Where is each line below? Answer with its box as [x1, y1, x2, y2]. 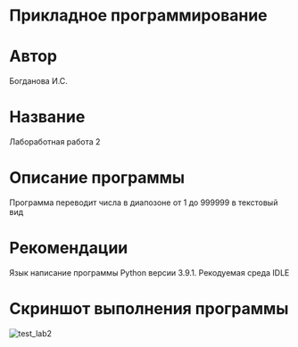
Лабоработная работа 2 [9, 136, 101, 147]
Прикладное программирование [9, 5, 268, 26]
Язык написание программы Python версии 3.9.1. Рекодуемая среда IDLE [9, 267, 290, 277]
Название [9, 107, 86, 128]
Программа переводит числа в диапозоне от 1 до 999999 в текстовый [9, 197, 278, 208]
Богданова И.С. [9, 76, 69, 87]
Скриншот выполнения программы [9, 299, 289, 319]
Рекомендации [9, 238, 128, 259]
